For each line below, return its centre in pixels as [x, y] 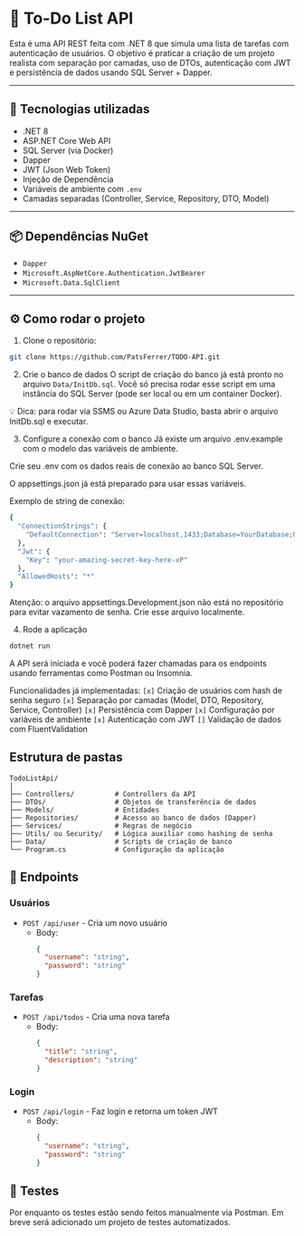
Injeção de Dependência [68, 179]
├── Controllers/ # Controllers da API [103, 794]
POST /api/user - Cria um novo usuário [95, 923]
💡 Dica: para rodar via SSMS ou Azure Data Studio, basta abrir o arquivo [144, 412]
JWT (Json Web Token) [66, 169]
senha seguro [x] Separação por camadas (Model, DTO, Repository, [137, 700]
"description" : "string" [91, 1060]
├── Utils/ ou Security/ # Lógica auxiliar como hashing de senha [141, 833]
